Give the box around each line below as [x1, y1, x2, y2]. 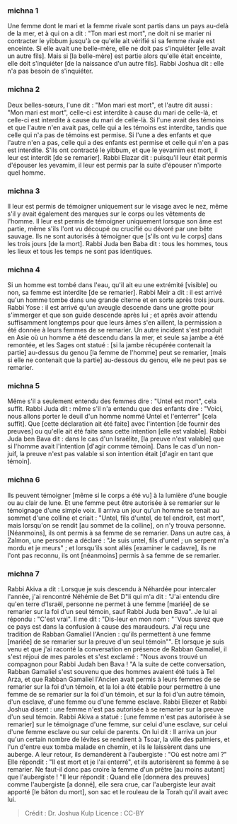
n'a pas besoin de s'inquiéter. [7, 66, 93, 76]
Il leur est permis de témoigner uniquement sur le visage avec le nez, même [7, 202, 229, 210]
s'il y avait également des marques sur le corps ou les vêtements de [7, 209, 206, 218]
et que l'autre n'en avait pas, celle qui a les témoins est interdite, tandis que [7, 123, 228, 132]
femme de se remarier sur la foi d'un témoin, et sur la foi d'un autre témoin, [7, 690, 226, 699]
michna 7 [7, 569, 40, 579]
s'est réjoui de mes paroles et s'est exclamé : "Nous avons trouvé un [7, 653, 207, 661]
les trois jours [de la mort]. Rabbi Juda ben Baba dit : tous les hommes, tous [7, 239, 229, 248]
